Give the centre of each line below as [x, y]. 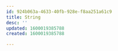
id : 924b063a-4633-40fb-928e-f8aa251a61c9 [59, 12]
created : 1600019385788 [35, 34]
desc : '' [17, 23]
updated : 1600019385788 [35, 28]
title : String [24, 17]
